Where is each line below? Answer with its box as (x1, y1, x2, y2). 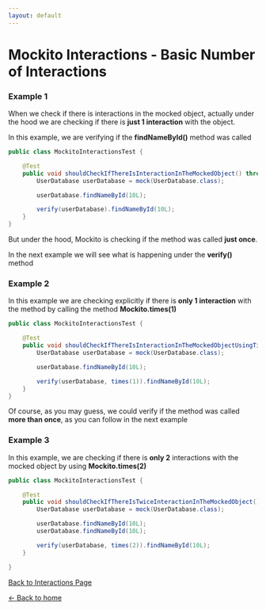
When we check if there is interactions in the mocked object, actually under (8, 109, 255, 119)
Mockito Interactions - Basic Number (8, 45, 256, 63)
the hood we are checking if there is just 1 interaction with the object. (8, 117, 236, 127)
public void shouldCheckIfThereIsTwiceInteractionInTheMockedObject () (22, 498, 260, 506)
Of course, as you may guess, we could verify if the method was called (8, 406, 240, 416)
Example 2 (8, 278, 50, 289)
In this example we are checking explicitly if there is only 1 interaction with (8, 296, 252, 306)
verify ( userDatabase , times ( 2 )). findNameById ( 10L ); (36, 541, 211, 549)
